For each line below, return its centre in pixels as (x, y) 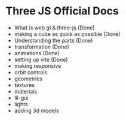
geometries (28, 79)
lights (21, 104)
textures (24, 85)
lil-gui (21, 98)
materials (25, 91)
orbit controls (31, 72)
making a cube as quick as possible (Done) (67, 34)
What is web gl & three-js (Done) (54, 28)
